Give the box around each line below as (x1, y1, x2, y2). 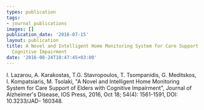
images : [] (6, 26, 34, 32)
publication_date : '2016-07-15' (6, 32, 89, 38)
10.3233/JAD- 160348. (6, 97, 63, 105)
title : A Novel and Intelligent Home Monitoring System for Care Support (6, 43, 199, 50)
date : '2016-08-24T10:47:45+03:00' (6, 54, 97, 61)
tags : (6, 15, 20, 21)
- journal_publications (6, 20, 67, 26)
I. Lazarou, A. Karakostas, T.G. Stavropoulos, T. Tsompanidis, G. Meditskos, (6, 71, 197, 78)
